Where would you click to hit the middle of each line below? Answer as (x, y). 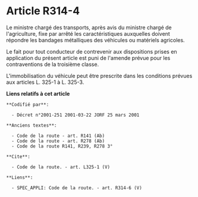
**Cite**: (18, 157)
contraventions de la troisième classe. (53, 64)
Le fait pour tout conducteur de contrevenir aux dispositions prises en (92, 51)
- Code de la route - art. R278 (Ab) (58, 141)
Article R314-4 (43, 11)
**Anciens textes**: (32, 125)
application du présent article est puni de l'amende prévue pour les (88, 58)
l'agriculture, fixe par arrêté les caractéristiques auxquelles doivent (88, 33)
